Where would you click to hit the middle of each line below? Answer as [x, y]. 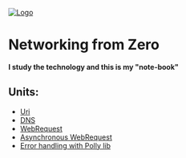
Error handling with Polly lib [65, 145]
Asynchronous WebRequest [66, 137]
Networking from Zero [84, 45]
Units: [24, 92]
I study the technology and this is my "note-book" [93, 67]
